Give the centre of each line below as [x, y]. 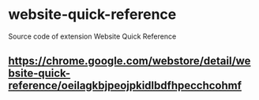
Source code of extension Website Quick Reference [92, 36]
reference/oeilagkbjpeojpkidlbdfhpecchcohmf [125, 85]
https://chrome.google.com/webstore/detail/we [129, 61]
